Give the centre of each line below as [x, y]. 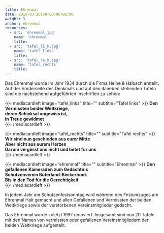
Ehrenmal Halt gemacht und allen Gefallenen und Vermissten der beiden [78, 200]
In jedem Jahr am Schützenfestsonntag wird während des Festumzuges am [82, 195]
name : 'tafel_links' [35, 51]
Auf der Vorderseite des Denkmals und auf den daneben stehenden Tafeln [81, 88]
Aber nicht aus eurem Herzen [36, 144]
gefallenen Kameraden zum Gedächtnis [47, 169]
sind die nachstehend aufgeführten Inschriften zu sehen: [63, 94]
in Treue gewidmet [25, 119]
